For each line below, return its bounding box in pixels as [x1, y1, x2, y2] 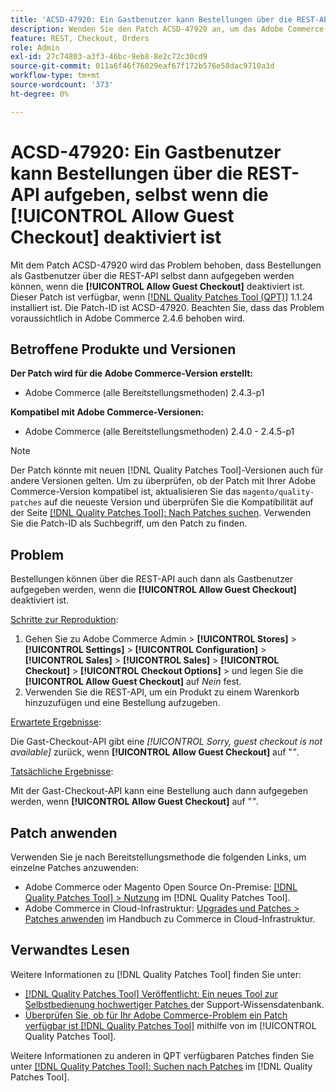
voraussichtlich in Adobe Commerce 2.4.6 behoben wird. [10, 312, 246, 324]
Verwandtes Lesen [10, 942, 130, 959]
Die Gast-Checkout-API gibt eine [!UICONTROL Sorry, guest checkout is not [10, 736, 323, 748]
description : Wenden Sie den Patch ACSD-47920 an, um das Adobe [10, 24, 284, 34]
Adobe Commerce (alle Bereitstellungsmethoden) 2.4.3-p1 [24, 387, 265, 399]
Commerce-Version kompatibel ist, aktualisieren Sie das [10, 486, 241, 498]
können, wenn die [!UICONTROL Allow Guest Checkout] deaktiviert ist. [10, 280, 305, 292]
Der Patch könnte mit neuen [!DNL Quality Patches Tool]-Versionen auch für [10, 464, 324, 476]
